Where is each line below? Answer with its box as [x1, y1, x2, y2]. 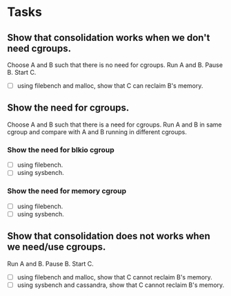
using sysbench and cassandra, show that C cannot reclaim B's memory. [17, 281, 225, 289]
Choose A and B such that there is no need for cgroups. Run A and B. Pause [7, 61, 223, 69]
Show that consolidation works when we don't [7, 32, 210, 44]
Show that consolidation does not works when [7, 230, 210, 242]
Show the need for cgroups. [7, 102, 130, 114]
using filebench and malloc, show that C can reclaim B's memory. [17, 82, 203, 90]
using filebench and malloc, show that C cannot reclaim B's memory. [17, 272, 212, 281]
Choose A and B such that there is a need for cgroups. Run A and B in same [7, 120, 222, 129]
